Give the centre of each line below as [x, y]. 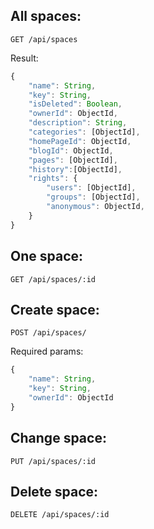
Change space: [58, 438]
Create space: [55, 309]
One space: [47, 256]
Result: [24, 58]
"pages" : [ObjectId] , [73, 160]
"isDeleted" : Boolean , [75, 104]
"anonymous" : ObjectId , [95, 207]
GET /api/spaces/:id [53, 279]
